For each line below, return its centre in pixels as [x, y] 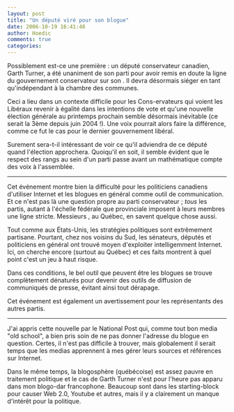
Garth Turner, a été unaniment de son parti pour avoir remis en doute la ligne [117, 73]
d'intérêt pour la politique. [44, 401]
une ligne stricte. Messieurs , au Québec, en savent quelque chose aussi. [112, 216]
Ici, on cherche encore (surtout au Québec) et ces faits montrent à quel [109, 252]
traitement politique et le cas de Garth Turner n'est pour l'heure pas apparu [115, 379]
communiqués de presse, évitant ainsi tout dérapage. [84, 287]
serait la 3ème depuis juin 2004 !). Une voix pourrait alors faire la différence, [117, 124]
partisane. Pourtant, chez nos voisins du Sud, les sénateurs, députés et [109, 237]
